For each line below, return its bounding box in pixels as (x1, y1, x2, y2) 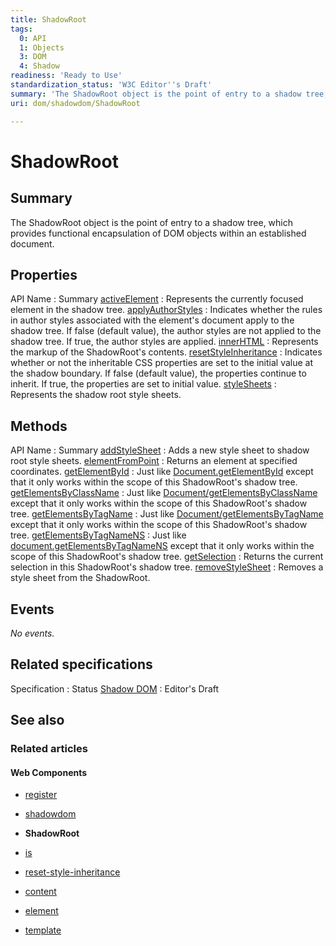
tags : (10, 24, 33, 34)
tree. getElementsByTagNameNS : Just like (10, 529, 187, 541)
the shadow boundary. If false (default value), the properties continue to (10, 367, 307, 380)
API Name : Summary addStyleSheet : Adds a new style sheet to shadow (10, 444, 310, 456)
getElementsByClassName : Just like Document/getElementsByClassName (10, 487, 318, 499)
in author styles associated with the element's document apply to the (10, 314, 295, 326)
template (24, 924, 62, 936)
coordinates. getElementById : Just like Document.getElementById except (10, 466, 314, 478)
